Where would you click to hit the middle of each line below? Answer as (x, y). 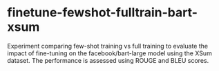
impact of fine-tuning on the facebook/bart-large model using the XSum (109, 53)
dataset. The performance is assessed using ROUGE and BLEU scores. (108, 60)
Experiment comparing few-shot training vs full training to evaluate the (108, 46)
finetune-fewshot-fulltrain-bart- (103, 13)
